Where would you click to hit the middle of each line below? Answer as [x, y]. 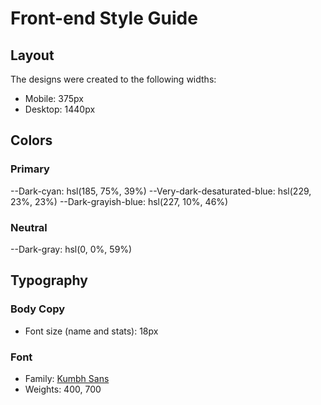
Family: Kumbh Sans [67, 378]
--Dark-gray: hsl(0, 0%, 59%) [71, 249]
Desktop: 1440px [60, 109]
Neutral [29, 227]
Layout [32, 55]
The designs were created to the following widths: [113, 79]
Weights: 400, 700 [63, 389]
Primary [30, 169]
